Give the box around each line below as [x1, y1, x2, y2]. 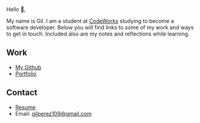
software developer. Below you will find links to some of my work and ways [6, 24, 194, 31]
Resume [15, 103, 36, 111]
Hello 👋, [6, 6, 26, 13]
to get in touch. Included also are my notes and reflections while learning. [6, 30, 190, 37]
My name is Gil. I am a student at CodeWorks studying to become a [6, 17, 175, 24]
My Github [15, 63, 41, 71]
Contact [6, 87, 38, 98]
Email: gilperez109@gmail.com [15, 110, 92, 117]
